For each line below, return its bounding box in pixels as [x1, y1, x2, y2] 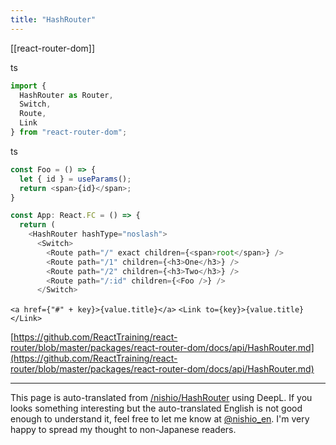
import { [10, 81, 47, 91]
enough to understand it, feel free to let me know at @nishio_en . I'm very [10, 413, 310, 425]
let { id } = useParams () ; [19, 174, 132, 184]
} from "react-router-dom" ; [10, 127, 128, 137]
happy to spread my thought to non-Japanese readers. [10, 424, 237, 436]
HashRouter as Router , [19, 90, 114, 100]
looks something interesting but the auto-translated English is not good [10, 402, 303, 415]
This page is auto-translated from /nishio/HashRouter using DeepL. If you [10, 392, 313, 404]
